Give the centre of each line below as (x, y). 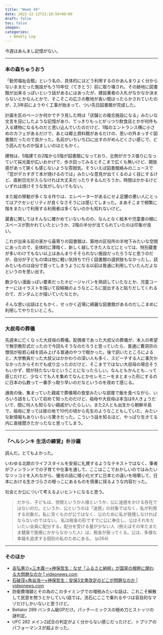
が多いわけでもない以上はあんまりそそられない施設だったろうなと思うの (77, 254)
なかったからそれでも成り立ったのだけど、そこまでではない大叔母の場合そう (81, 365)
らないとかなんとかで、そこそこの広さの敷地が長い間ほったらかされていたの (81, 99)
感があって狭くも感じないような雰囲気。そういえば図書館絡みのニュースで (79, 168)
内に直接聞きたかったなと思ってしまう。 (45, 423)
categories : (17, 32)
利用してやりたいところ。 (31, 310)
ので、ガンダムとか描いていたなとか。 (43, 294)
